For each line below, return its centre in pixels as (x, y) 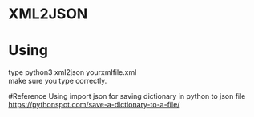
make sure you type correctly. (58, 81)
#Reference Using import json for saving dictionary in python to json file (127, 96)
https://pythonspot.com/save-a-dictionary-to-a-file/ (94, 105)
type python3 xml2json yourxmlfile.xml (73, 72)
